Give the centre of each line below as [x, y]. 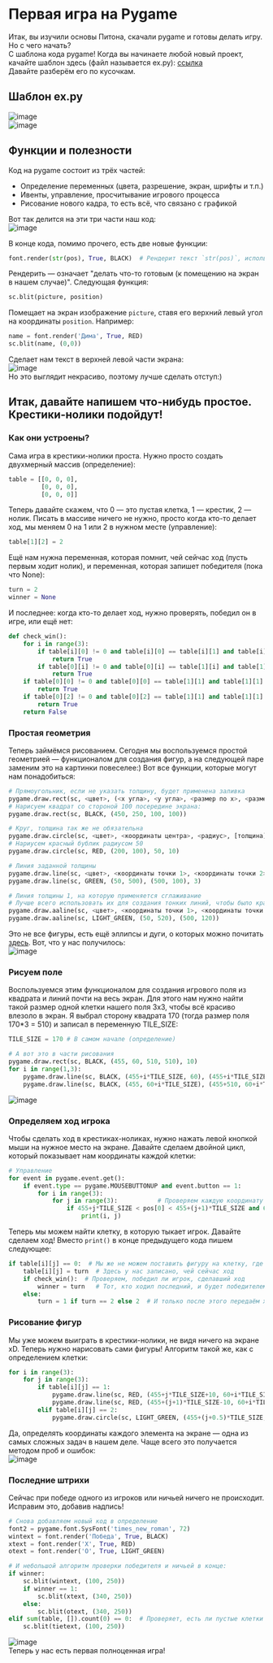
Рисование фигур [45, 1322]
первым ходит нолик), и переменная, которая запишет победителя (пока [136, 567]
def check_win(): [38, 636]
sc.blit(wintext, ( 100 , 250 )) [74, 1582]
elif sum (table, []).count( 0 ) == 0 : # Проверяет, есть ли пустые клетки [136, 1619]
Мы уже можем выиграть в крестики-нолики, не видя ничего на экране [134, 1340]
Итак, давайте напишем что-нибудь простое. [130, 402]
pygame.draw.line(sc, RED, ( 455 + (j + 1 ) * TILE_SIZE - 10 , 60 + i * [154, 1403]
